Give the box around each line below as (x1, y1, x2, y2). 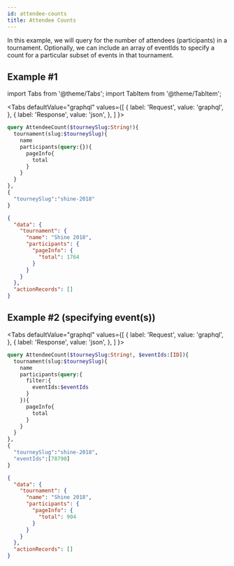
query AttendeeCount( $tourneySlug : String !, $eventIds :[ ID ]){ (7, 351, 189, 358)
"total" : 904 (38, 513, 77, 521)
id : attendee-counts (7, 10, 68, 17)
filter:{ (25, 377, 52, 384)
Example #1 (7, 71, 58, 82)
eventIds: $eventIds (32, 384, 89, 391)
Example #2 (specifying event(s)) (7, 312, 156, 324)
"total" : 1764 (38, 253, 80, 261)
